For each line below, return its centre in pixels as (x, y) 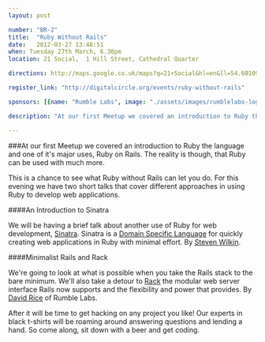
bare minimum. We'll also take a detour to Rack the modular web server (124, 280)
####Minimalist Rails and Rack (58, 257)
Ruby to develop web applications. (64, 194)
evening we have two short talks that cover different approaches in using (127, 186)
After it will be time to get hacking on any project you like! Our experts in (125, 313)
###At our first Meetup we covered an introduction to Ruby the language (126, 145)
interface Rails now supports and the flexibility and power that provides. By (130, 289)
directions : (28, 73)
